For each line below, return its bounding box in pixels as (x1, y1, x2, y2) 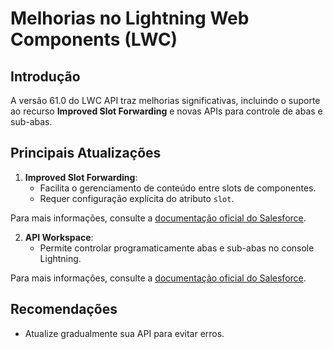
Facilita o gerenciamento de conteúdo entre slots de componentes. (39, 182, 317, 194)
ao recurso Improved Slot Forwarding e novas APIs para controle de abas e (10, 105, 323, 117)
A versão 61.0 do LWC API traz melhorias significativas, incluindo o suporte (10, 95, 321, 106)
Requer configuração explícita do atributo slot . (39, 192, 235, 204)
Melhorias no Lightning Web (10, 7, 250, 30)
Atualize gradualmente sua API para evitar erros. (24, 327, 225, 339)
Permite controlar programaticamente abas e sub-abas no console (39, 242, 315, 254)
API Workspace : (24, 231, 94, 243)
